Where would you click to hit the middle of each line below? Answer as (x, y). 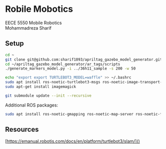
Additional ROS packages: (32, 105)
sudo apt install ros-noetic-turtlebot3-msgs (53, 82)
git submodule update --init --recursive (48, 95)
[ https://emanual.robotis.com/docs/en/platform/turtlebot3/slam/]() (73, 141)
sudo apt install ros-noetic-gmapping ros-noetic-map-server (69, 114)
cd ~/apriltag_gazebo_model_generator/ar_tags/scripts (63, 64)
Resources (22, 130)
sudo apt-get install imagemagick (41, 87)
